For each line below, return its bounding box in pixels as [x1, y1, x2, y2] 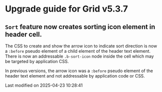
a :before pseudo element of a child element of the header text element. [5, 48, 151, 54]
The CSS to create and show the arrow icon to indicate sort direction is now [5, 43, 157, 49]
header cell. [5, 30, 42, 38]
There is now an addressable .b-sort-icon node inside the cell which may [5, 53, 154, 59]
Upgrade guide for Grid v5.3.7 [5, 3, 128, 15]
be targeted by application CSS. [5, 59, 69, 64]
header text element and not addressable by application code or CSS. [5, 73, 145, 78]
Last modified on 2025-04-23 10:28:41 [5, 82, 83, 88]
